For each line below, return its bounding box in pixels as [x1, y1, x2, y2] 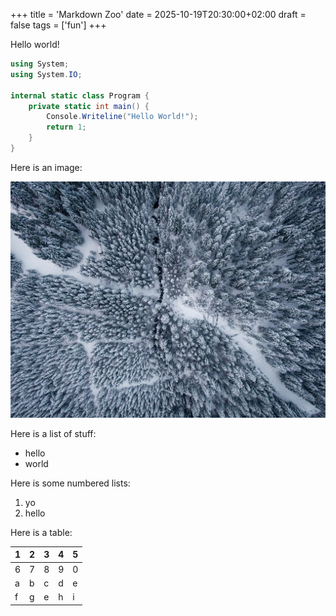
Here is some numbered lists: [10, 477, 131, 489]
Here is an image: [10, 161, 83, 173]
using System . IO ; [10, 69, 83, 79]
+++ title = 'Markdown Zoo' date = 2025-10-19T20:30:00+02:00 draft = [10, 9, 307, 20]
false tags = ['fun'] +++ [10, 19, 107, 31]
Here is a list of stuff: [10, 427, 97, 439]
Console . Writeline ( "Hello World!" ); [46, 112, 199, 122]
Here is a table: [10, 526, 73, 538]
